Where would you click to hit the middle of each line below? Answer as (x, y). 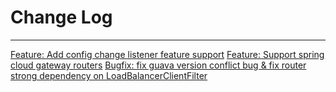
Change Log (61, 17)
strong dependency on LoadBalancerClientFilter (109, 75)
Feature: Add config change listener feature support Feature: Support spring (167, 54)
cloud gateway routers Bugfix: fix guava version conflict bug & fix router (158, 65)
